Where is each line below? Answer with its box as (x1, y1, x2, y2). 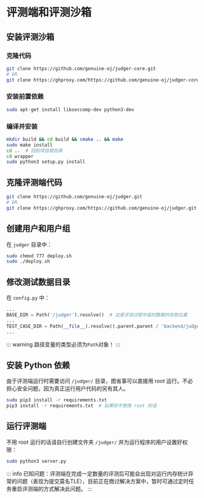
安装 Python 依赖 (6, 360, 70, 370)
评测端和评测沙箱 (6, 5, 92, 19)
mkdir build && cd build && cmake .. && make (6, 136, 123, 142)
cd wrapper (6, 153, 34, 159)
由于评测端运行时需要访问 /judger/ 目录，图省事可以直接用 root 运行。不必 (6, 378, 193, 385)
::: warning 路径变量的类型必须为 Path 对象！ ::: (6, 341, 120, 348)
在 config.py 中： (6, 294, 50, 302)
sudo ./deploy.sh (6, 258, 50, 265)
